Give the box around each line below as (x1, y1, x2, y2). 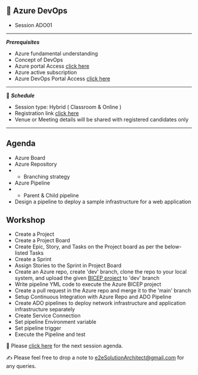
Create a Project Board (14, 237, 71, 244)
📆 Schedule (6, 92, 35, 99)
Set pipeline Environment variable (14, 318, 97, 325)
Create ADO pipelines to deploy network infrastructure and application (14, 300, 186, 307)
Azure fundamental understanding (14, 50, 98, 57)
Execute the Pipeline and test (14, 331, 85, 338)
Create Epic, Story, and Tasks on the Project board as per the (14, 243, 164, 251)
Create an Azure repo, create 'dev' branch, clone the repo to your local (14, 268, 187, 275)
